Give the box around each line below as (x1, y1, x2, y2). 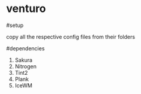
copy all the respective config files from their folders (6, 33, 136, 40)
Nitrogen (14, 62, 37, 70)
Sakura (14, 56, 33, 63)
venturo (6, 2, 46, 16)
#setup (6, 22, 24, 29)
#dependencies (6, 44, 45, 52)
